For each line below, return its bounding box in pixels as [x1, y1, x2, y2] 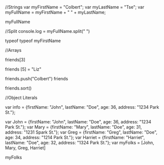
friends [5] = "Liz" [5, 66, 42, 72]
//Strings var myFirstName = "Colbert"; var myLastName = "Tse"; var [5, 4, 144, 10]
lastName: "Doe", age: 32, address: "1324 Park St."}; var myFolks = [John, [5, 140, 154, 145]
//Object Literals [5, 95, 38, 100]
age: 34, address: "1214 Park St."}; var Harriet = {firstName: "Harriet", [5, 135, 145, 140]
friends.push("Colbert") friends [5, 76, 69, 81]
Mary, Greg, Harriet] [5, 145, 46, 151]
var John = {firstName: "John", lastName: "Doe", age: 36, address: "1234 [5, 119, 152, 124]
